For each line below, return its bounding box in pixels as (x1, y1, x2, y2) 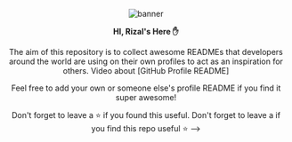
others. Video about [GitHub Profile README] (62, 66, 230, 75)
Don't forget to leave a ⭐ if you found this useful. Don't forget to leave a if (11, 110, 281, 120)
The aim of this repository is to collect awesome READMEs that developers (9, 47, 283, 57)
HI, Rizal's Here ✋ (113, 27, 179, 36)
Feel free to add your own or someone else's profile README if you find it (11, 83, 281, 93)
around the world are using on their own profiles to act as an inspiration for (8, 56, 284, 67)
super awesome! (115, 92, 177, 102)
